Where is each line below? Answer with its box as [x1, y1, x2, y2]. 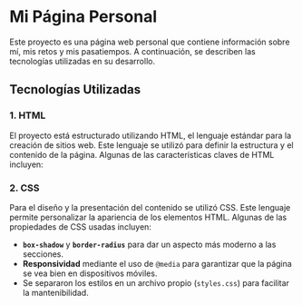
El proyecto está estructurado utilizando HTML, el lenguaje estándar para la [9, 130, 292, 141]
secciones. [22, 248, 63, 260]
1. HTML [9, 109, 46, 122]
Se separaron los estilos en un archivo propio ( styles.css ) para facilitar [22, 277, 290, 288]
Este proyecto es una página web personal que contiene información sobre [9, 36, 290, 47]
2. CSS [9, 182, 40, 194]
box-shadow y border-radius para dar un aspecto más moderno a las [22, 239, 277, 250]
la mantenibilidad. [22, 287, 89, 298]
